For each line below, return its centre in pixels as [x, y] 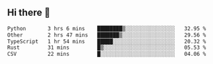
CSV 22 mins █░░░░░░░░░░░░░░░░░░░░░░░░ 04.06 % [107, 54]
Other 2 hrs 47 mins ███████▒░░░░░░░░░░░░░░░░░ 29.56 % [107, 35]
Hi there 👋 [29, 13]
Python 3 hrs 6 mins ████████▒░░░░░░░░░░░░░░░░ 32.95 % [107, 28]
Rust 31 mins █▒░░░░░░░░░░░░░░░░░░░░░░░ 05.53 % [107, 48]
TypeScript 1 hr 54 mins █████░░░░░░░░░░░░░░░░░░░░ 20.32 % [107, 41]
